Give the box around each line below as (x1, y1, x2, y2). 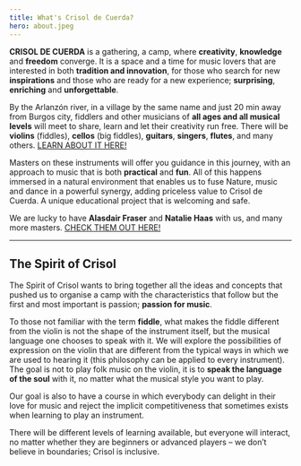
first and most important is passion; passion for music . (9, 299, 213, 310)
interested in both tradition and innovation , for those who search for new (9, 65, 280, 76)
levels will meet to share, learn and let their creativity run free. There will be (9, 120, 288, 131)
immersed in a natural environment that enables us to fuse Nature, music (9, 176, 278, 186)
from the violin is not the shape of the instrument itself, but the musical (9, 326, 271, 337)
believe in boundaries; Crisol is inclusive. (9, 446, 159, 457)
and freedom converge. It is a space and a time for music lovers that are (9, 56, 277, 66)
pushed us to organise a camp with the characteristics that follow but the (9, 289, 279, 300)
